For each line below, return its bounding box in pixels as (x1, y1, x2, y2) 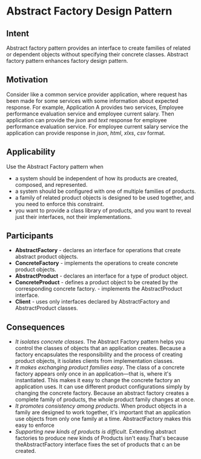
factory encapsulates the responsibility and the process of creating (15, 351, 183, 358)
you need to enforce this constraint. (15, 200, 105, 207)
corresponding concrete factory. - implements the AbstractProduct (15, 285, 183, 293)
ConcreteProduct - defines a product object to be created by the (15, 279, 179, 286)
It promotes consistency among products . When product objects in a (15, 402, 187, 409)
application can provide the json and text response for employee (6, 116, 168, 123)
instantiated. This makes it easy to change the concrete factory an (15, 377, 180, 384)
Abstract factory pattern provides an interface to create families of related (6, 44, 191, 51)
